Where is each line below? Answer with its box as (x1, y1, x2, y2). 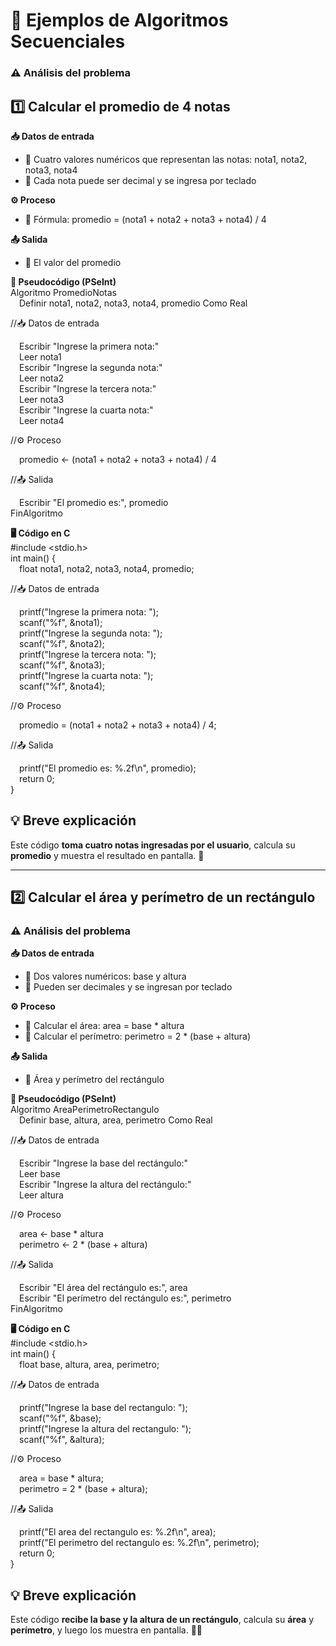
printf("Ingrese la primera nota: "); (19, 605, 160, 618)
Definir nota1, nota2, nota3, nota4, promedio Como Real (19, 297, 248, 309)
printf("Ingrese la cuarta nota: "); (19, 669, 154, 681)
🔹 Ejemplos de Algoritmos (10, 9, 229, 32)
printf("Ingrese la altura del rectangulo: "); (19, 1423, 192, 1435)
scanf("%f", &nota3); (19, 659, 105, 671)
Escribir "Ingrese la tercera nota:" (19, 382, 157, 394)
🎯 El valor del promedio (24, 256, 122, 268)
